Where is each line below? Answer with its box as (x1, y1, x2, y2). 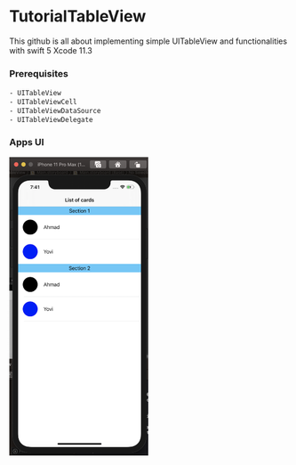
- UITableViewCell (9, 98, 77, 107)
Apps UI (9, 136, 44, 149)
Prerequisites (9, 67, 68, 79)
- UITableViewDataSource (9, 107, 101, 116)
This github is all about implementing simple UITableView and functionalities (9, 36, 287, 46)
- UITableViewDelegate (9, 116, 93, 125)
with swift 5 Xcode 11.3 (9, 45, 93, 55)
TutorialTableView (9, 6, 147, 27)
